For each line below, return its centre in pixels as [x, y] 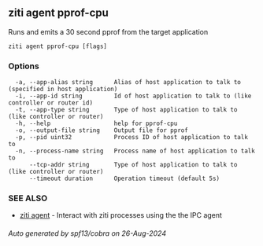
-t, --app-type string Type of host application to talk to [126, 110]
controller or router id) [50, 103]
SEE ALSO [28, 198]
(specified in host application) [63, 90]
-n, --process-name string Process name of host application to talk [135, 151]
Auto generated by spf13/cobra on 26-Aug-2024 [87, 233]
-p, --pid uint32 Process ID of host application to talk [131, 138]
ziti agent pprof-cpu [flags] [58, 46]
